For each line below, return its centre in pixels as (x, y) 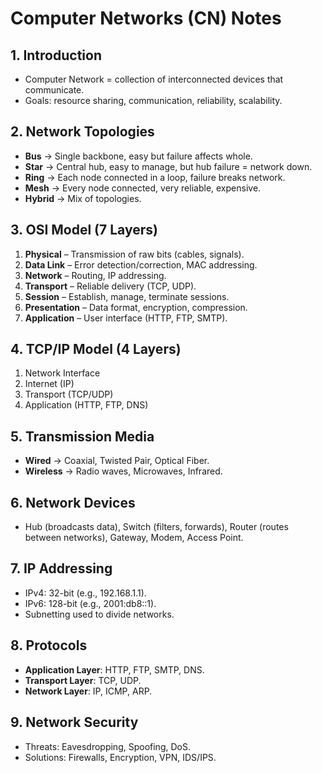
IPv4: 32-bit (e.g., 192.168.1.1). (85, 593)
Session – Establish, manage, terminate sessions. (127, 296)
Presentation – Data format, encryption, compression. (136, 307)
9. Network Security (74, 722)
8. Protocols (49, 645)
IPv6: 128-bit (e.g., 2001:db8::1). (90, 603)
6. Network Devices (73, 502)
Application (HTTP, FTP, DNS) (86, 405)
